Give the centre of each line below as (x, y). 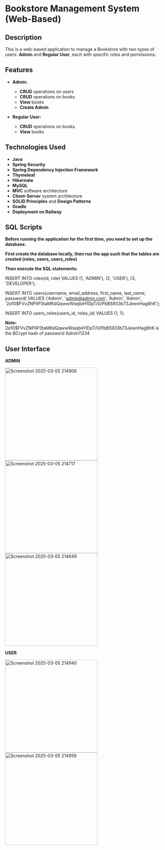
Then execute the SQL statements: (41, 269)
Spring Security (29, 164)
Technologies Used (35, 147)
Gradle (19, 206)
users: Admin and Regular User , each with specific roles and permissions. (81, 54)
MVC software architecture (40, 190)
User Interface (28, 349)
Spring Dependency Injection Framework (55, 170)
